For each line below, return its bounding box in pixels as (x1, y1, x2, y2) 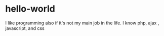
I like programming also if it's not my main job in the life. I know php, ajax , (5, 20, 159, 26)
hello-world (5, 3, 56, 15)
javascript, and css (5, 25, 45, 31)
